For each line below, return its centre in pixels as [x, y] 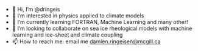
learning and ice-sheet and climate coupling [67, 35]
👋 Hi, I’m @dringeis [36, 9]
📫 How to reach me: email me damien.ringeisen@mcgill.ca [86, 41]
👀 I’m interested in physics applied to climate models [78, 16]
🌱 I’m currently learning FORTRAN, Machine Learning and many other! [100, 22]
